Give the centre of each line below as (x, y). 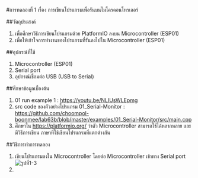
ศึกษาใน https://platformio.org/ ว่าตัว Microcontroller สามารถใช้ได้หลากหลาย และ (103, 126)
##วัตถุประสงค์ (21, 22)
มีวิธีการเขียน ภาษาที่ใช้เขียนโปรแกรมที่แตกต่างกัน (63, 132)
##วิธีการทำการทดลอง (28, 144)
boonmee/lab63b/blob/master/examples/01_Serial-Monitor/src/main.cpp (103, 120)
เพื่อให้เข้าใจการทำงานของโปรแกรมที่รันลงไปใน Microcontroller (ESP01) (90, 40)
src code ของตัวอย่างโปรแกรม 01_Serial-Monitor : (70, 107)
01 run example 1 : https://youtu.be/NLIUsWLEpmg (76, 100)
